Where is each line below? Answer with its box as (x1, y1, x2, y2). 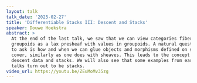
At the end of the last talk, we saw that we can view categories (11, 36, 177, 41)
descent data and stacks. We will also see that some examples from (11, 57, 182, 63)
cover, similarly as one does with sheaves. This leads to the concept (11, 52, 191, 58)
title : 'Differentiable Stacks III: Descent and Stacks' (6, 19, 148, 25)
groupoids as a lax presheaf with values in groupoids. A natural (11, 41, 177, 47)
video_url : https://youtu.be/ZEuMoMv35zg (6, 68, 109, 74)
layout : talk (6, 8, 38, 15)
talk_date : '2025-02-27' (6, 14, 67, 20)
